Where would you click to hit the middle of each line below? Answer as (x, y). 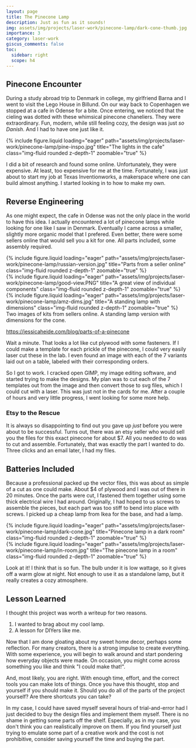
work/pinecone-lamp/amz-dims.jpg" (50, 301)
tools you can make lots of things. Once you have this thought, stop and (93, 684)
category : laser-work (32, 39)
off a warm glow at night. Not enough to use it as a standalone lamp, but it (95, 574)
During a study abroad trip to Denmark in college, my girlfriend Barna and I (96, 98)
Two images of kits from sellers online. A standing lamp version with (88, 314)
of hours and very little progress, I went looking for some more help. (88, 398)
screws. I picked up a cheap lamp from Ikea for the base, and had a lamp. (94, 514)
